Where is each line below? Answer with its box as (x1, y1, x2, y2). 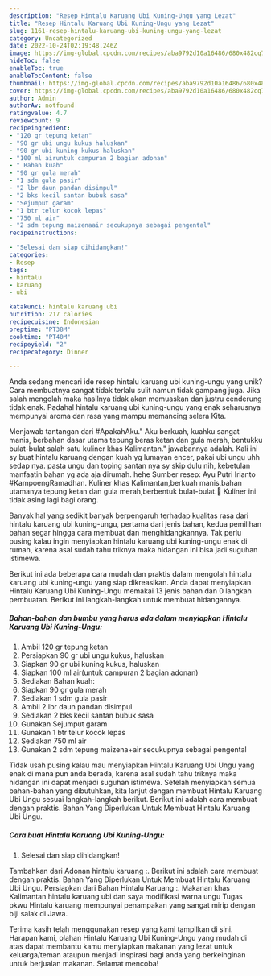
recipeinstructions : (9, 229, 79, 238)
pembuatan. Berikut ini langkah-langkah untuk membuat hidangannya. (9, 595, 242, 605)
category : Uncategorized (9, 34, 92, 43)
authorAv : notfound (9, 101, 75, 110)
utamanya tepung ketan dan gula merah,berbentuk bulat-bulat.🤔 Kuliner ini (9, 486, 257, 496)
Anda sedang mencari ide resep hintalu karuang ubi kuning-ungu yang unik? (9, 377, 263, 387)
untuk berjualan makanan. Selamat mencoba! (9, 959, 159, 969)
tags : (9, 266, 27, 274)
